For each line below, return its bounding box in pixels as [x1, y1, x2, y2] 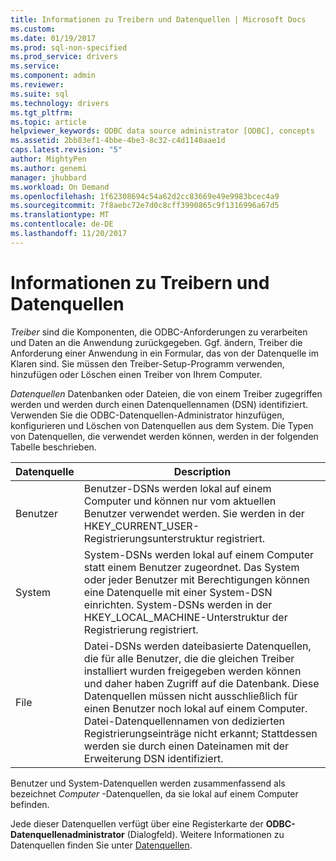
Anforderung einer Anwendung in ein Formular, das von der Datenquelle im [10, 347, 320, 359]
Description [173, 464, 232, 478]
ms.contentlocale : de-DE [10, 219, 114, 230]
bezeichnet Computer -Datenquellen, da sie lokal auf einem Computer [10, 787, 299, 800]
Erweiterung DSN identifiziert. [83, 751, 224, 765]
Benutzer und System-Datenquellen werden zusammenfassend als [10, 777, 286, 789]
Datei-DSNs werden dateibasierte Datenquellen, [83, 639, 312, 653]
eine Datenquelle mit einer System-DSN [83, 585, 273, 599]
